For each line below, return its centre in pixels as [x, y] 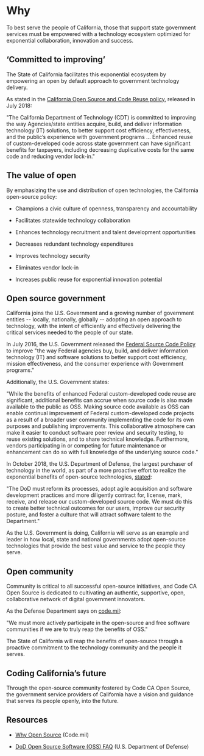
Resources [27, 720]
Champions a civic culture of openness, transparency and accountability [106, 209]
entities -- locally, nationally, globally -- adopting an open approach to [94, 319]
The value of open [41, 175]
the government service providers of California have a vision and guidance [100, 694]
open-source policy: [32, 196]
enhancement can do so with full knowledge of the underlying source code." [102, 452]
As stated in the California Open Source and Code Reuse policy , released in [101, 99]
